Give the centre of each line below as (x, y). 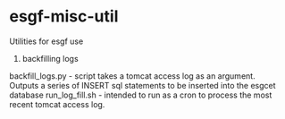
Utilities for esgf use (46, 41)
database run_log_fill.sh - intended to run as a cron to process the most (141, 95)
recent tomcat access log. (57, 104)
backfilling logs (50, 58)
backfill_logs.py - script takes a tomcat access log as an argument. (133, 76)
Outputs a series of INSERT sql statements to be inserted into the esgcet (142, 85)
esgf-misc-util (64, 17)
